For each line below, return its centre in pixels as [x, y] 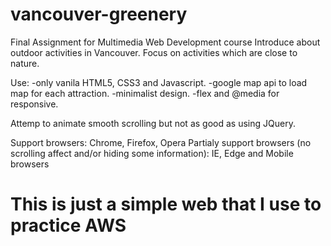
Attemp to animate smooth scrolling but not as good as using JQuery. [153, 123]
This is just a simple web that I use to [166, 204]
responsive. [34, 104]
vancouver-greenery [99, 14]
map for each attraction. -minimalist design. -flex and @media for [145, 93]
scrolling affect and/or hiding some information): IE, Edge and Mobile [152, 153]
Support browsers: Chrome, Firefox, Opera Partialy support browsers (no [161, 142]
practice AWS [68, 225]
